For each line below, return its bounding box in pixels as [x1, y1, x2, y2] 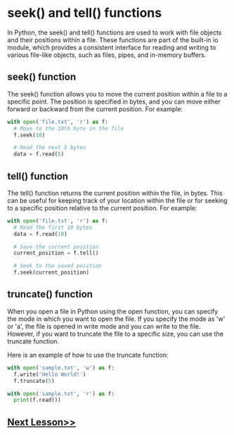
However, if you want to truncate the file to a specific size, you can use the [7, 329, 223, 338]
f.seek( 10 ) [13, 132, 46, 139]
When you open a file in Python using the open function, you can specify [7, 307, 219, 315]
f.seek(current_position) [13, 269, 90, 276]
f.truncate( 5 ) [13, 377, 55, 384]
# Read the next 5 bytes [13, 144, 86, 151]
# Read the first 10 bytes [13, 224, 93, 231]
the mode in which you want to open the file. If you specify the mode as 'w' [7, 315, 226, 323]
